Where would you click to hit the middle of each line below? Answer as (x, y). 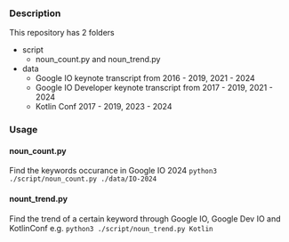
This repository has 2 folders (62, 33)
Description (35, 13)
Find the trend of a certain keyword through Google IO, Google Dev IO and (145, 218)
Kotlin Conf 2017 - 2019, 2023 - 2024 (104, 107)
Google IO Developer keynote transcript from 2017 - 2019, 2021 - (154, 88)
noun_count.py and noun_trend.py (98, 60)
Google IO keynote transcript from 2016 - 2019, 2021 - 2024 (145, 78)
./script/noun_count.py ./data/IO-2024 (83, 179)
